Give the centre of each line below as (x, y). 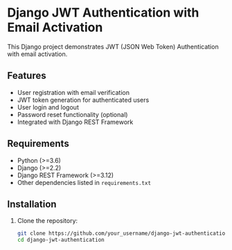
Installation (32, 204)
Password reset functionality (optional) (72, 114)
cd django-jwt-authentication (61, 240)
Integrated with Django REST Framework (75, 122)
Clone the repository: (47, 221)
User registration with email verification (73, 92)
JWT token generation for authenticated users (83, 100)
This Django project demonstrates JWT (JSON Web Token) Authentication (113, 46)
